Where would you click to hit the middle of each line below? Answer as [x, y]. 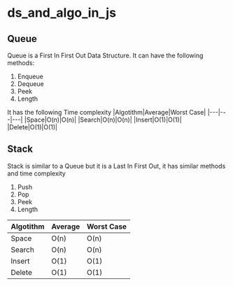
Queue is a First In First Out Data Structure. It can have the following [105, 55]
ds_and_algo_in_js [62, 13]
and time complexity [37, 173]
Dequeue [30, 84]
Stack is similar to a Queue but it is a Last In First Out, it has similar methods [116, 166]
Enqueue [30, 76]
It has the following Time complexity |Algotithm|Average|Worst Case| [107, 112]
